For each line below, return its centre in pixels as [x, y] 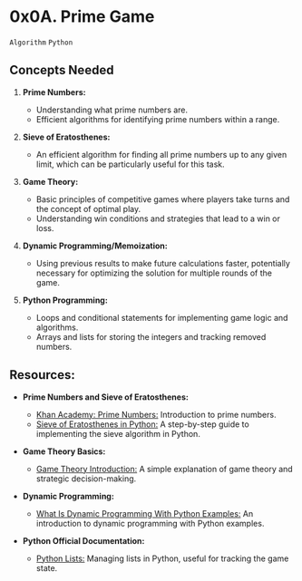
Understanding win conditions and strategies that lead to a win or [158, 218]
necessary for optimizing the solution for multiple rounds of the [154, 273]
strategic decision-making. [86, 479]
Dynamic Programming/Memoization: [95, 246]
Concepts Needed [62, 70]
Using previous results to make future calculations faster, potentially [163, 263]
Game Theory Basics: [64, 451]
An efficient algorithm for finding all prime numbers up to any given [161, 154]
